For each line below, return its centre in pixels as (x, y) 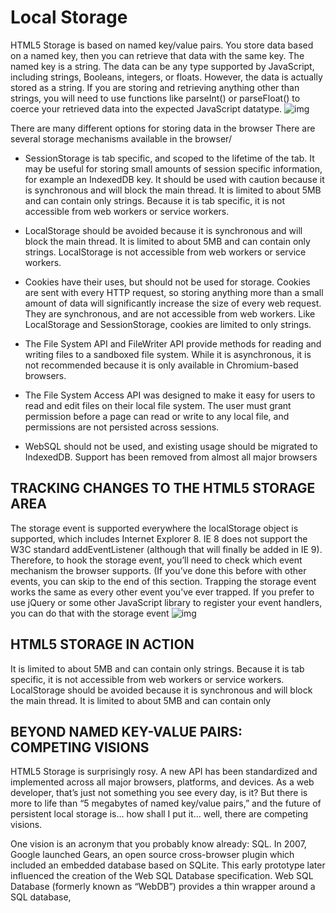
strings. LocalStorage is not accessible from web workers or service (165, 252)
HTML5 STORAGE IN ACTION (102, 644)
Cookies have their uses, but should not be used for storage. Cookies (167, 282)
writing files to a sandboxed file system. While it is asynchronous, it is (168, 354)
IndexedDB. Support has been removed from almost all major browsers (171, 457)
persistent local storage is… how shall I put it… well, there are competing (159, 814)
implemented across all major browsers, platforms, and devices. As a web (162, 782)
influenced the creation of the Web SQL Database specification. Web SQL (162, 876)
